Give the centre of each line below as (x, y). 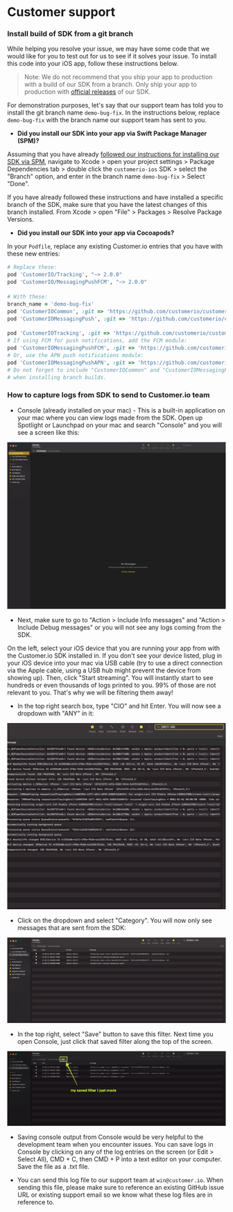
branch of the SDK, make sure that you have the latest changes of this (107, 205)
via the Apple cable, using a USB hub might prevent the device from (104, 670)
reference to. (36, 1202)
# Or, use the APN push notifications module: (76, 355)
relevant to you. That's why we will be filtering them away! (90, 692)
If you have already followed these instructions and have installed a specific (115, 197)
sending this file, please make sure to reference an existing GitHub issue (120, 1187)
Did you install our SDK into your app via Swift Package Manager (112, 133)
